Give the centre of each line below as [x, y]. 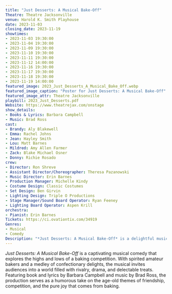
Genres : [14, 224]
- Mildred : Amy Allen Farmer [36, 148]
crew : [11, 162]
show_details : [20, 110]
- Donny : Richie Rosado [31, 158]
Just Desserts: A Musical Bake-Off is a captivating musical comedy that [81, 253]
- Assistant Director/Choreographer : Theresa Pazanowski [67, 172]
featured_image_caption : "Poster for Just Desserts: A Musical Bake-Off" [86, 91]
